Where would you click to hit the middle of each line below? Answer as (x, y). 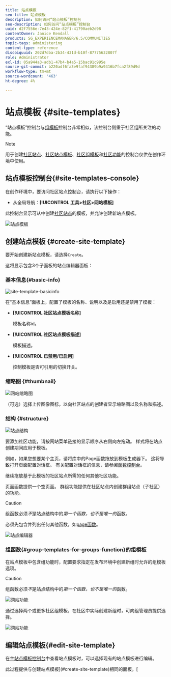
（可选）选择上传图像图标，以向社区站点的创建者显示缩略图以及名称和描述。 (85, 404)
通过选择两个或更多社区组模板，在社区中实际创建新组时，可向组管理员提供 (83, 610)
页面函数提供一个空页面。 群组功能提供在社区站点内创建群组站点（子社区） (84, 487)
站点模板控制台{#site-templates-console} (72, 178)
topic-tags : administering (34, 43)
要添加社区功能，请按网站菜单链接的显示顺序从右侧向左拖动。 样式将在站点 (84, 441)
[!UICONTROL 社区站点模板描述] (47, 334)
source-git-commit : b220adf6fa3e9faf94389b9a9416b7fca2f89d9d (73, 67)
